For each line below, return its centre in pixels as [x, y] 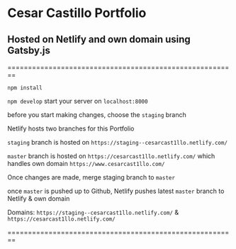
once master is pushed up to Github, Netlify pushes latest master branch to [116, 191]
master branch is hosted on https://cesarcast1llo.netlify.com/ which [111, 156]
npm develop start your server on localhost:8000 [78, 101]
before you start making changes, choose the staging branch [97, 115]
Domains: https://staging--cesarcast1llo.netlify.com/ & [93, 212]
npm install [25, 88]
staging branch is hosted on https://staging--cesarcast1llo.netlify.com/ [118, 142]
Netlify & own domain [39, 199]
